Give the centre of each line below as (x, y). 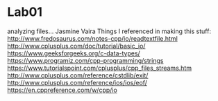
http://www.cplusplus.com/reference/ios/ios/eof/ (77, 82)
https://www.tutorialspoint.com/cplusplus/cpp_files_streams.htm (100, 68)
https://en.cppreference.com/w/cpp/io (62, 90)
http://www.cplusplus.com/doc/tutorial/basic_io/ (76, 46)
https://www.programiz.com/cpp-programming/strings (85, 60)
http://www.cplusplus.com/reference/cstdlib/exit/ (78, 75)
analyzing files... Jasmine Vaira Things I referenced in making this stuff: (109, 31)
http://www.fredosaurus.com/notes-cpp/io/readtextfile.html (93, 38)
